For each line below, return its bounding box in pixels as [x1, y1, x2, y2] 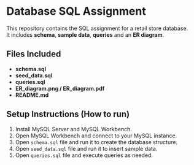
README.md [15, 91, 49, 99]
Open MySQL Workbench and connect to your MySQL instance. [15, 132, 177, 139]
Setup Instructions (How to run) [6, 109, 130, 120]
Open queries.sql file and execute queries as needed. [15, 152, 153, 159]
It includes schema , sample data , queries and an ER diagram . [6, 31, 165, 38]
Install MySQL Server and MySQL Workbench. [15, 125, 132, 132]
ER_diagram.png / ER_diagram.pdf [15, 85, 105, 92]
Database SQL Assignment [6, 4, 146, 18]
